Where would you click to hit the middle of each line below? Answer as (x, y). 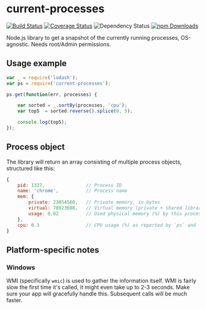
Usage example (37, 63)
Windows (21, 267)
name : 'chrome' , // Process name (72, 191)
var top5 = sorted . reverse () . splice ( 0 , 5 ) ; (75, 111)
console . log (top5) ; (42, 122)
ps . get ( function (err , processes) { (52, 94)
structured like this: (31, 168)
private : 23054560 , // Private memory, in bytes (94, 202)
